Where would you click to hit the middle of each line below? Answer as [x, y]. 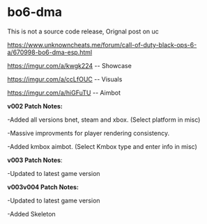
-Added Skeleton [31, 214]
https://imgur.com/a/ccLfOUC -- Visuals [65, 79]
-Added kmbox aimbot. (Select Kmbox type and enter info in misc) [102, 146]
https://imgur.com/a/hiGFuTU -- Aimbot [64, 93]
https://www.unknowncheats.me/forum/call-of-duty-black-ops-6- [102, 45]
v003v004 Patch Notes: [43, 187]
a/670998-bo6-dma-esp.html [50, 52]
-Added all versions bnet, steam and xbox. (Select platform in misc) [104, 120]
